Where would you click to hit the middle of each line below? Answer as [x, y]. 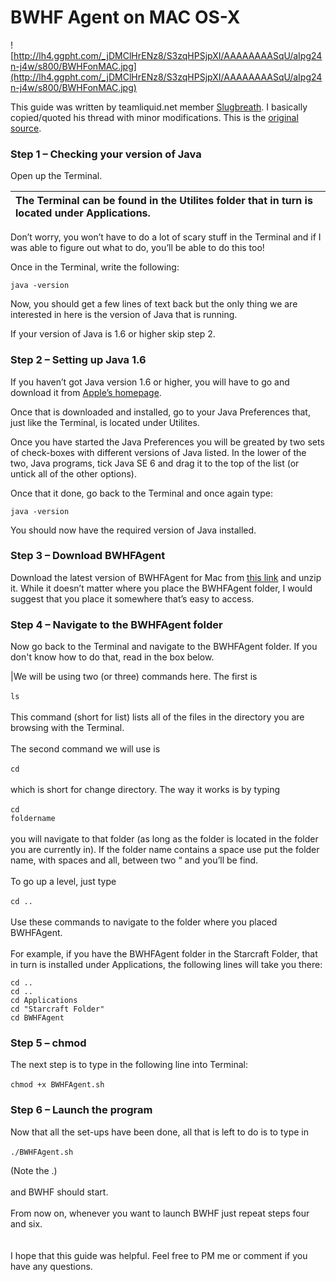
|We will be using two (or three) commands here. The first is [134, 677]
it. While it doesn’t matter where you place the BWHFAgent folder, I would [161, 588]
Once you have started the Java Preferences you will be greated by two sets [167, 442]
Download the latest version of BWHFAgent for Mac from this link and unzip [166, 577]
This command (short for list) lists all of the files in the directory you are [157, 717]
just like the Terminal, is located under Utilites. [105, 422]
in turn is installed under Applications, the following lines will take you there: [166, 965]
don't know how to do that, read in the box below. [112, 657]
